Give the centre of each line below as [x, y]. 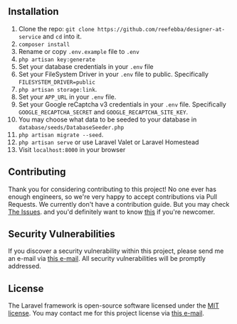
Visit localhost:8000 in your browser [72, 149]
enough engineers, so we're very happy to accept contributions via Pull [113, 196]
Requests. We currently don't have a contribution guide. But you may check [119, 204]
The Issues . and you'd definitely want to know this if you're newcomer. [112, 212]
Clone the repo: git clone [56, 28]
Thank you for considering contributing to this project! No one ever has [112, 189]
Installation [33, 12]
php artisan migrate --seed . [61, 134]
